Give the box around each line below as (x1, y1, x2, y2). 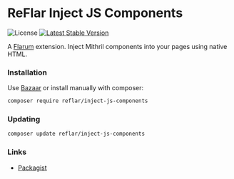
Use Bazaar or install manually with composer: (7, 84, 144, 92)
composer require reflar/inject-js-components (7, 97, 148, 104)
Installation (7, 67, 48, 77)
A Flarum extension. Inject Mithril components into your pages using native (7, 42, 228, 50)
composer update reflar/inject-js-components (7, 130, 145, 138)
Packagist (17, 163, 48, 172)
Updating (7, 114, 41, 124)
